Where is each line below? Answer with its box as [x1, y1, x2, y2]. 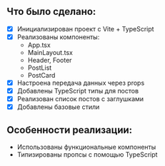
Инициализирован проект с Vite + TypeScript [16, 24, 154, 33]
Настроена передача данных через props [16, 78, 145, 87]
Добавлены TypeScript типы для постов [16, 87, 139, 95]
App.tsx [27, 41, 51, 49]
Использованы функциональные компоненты [16, 142, 156, 151]
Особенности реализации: [6, 124, 133, 136]
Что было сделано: [6, 6, 96, 18]
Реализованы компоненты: [16, 32, 100, 41]
